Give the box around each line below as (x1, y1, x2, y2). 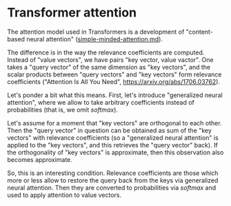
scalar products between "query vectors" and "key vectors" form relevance (7, 70, 222, 79)
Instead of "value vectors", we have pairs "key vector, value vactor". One (7, 55, 214, 63)
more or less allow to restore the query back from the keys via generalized (7, 176, 219, 184)
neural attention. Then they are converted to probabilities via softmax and (7, 183, 217, 192)
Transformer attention (7, 5, 137, 21)
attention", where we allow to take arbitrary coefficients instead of (7, 98, 194, 106)
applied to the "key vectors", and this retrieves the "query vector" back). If (7, 141, 219, 149)
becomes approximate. (7, 155, 72, 163)
